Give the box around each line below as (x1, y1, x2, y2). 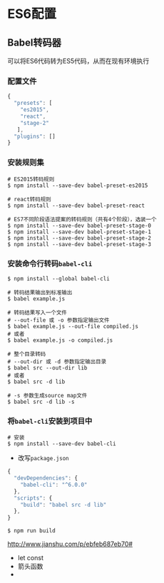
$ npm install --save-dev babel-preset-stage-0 (7, 222, 152, 229)
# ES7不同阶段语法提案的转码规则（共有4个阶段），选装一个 (7, 216, 157, 223)
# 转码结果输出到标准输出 (7, 289, 73, 296)
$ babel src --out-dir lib (7, 364, 88, 371)
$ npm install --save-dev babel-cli (7, 440, 116, 447)
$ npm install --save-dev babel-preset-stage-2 (7, 234, 152, 242)
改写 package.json (17, 454, 69, 462)
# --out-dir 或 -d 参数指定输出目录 (7, 358, 107, 365)
